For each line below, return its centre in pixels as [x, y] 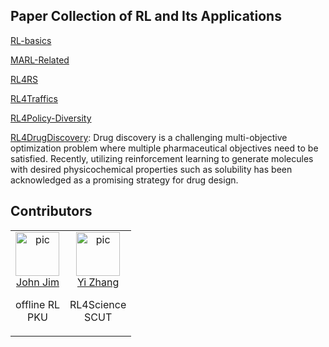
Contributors [51, 211]
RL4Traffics [34, 98]
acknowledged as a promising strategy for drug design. [124, 180]
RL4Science [98, 304]
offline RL [37, 304]
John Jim [38, 282]
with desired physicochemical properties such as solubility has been [151, 169]
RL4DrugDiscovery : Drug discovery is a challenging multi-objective [149, 137]
